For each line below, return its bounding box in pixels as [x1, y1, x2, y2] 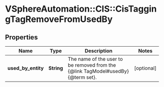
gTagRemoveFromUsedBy [5, 14, 113, 25]
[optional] [134, 65, 157, 71]
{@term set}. [67, 74, 97, 81]
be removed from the [67, 62, 116, 69]
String [48, 65, 63, 71]
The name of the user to [67, 56, 123, 62]
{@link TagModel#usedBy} [67, 68, 129, 74]
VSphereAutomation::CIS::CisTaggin [5, 3, 157, 15]
